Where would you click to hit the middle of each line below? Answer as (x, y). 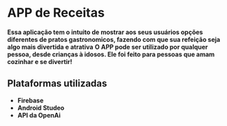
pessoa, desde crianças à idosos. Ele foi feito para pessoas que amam (111, 54)
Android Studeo (41, 108)
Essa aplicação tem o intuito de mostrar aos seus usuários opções (105, 32)
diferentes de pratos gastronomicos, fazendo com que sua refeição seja (114, 39)
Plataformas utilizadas (57, 84)
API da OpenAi (39, 115)
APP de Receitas (56, 13)
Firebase (30, 100)
